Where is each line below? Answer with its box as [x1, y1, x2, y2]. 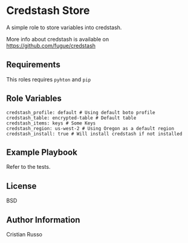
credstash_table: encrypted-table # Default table [6, 115, 137, 121]
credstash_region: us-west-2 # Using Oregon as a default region [6, 125, 174, 131]
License [6, 180, 37, 191]
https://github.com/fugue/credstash [6, 42, 96, 49]
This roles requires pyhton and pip [6, 75, 91, 83]
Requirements [6, 60, 60, 70]
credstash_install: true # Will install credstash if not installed [6, 131, 183, 137]
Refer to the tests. [6, 163, 51, 171]
